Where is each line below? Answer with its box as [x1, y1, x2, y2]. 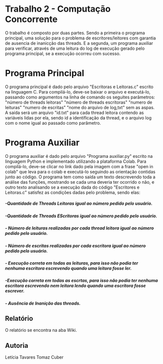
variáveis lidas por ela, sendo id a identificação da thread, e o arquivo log [5, 115, 152, 120]
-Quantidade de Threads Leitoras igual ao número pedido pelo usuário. [5, 201, 153, 207]
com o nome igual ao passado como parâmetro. [5, 120, 101, 126]
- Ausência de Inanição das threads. [5, 300, 81, 306]
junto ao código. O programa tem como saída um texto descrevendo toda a [5, 174, 156, 180]
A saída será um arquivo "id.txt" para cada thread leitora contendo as [5, 110, 144, 115]
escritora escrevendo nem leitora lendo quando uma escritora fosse [5, 283, 146, 288]
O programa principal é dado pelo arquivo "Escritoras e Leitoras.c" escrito [5, 84, 154, 90]
